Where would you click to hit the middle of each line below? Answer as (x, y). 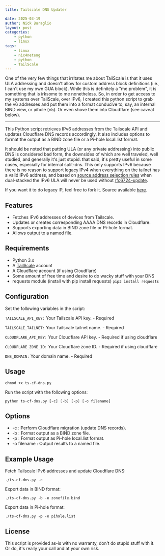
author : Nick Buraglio (28, 23)
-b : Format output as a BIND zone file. (51, 433)
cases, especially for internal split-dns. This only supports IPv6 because (78, 165)
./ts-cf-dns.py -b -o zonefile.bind (42, 498)
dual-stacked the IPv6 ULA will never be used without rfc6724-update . (77, 181)
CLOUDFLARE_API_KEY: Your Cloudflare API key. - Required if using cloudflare (81, 337)
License (17, 531)
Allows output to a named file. (42, 233)
